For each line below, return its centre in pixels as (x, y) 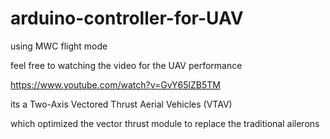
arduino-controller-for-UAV (127, 18)
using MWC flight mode (59, 46)
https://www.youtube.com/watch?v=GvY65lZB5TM (115, 84)
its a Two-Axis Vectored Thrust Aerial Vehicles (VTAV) (121, 104)
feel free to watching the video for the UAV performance (126, 65)
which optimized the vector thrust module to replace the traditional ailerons (165, 123)
